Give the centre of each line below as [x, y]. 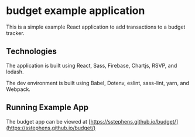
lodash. [15, 72]
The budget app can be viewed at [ [48, 121]
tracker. [15, 33]
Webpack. [18, 89]
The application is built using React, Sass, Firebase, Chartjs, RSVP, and [92, 65]
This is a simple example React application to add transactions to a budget [96, 27]
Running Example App [47, 108]
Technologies [32, 52]
